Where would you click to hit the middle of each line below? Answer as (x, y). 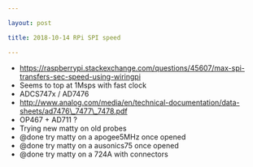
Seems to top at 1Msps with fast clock (83, 85)
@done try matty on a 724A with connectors (94, 154)
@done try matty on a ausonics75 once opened (99, 145)
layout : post (30, 23)
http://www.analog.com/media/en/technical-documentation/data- (130, 102)
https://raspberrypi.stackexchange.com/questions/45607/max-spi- (132, 68)
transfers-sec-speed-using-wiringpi (80, 76)
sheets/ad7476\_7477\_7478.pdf (73, 111)
